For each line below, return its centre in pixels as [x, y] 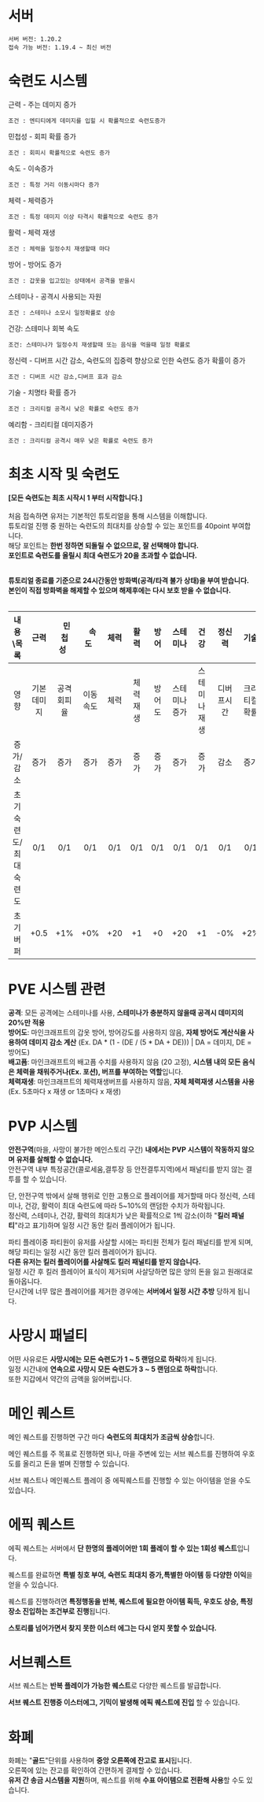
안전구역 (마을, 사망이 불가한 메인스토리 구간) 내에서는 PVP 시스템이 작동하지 [124, 1149]
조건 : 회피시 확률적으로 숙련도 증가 [59, 153]
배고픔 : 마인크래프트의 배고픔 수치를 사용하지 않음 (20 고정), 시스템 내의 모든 [125, 1062]
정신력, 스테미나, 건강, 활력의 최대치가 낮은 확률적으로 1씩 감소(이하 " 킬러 [119, 1215]
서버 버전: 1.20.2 [35, 39]
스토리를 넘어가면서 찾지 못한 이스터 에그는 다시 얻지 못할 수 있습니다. [113, 1628]
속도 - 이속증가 [31, 168]
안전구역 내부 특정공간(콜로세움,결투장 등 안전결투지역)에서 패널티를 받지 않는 [126, 1169]
